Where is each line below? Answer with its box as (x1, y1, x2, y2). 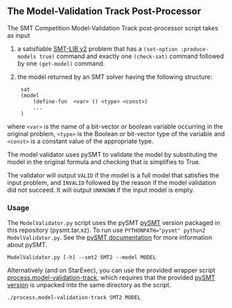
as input (7, 31, 30, 39)
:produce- (180, 46, 209, 52)
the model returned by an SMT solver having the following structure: (17, 73, 213, 81)
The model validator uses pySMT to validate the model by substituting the (7, 150, 218, 158)
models (17, 53, 37, 60)
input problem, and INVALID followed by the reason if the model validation (7, 178, 217, 186)
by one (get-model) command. (17, 59, 105, 68)
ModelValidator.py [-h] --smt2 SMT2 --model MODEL (7, 254, 157, 261)
